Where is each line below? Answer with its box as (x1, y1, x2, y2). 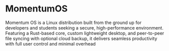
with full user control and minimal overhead (5, 40, 96, 46)
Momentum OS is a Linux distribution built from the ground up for (5, 19, 142, 25)
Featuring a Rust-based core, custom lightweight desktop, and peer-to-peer (5, 30, 164, 36)
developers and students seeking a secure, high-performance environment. (5, 24, 164, 30)
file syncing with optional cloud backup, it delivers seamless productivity (5, 35, 157, 41)
